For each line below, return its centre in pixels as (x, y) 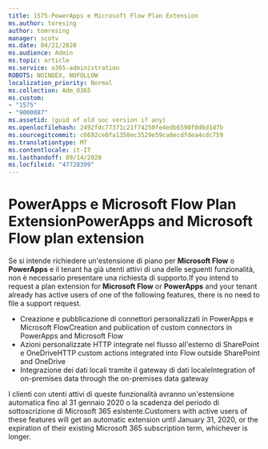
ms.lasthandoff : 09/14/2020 (55, 157)
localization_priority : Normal (60, 83)
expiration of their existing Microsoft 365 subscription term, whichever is (128, 428)
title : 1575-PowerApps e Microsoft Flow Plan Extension (103, 16)
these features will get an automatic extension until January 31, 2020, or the (133, 420)
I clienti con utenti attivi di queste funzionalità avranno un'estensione (121, 394)
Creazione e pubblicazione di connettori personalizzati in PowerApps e (136, 319)
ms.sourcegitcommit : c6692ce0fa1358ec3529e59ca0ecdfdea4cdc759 (116, 135)
